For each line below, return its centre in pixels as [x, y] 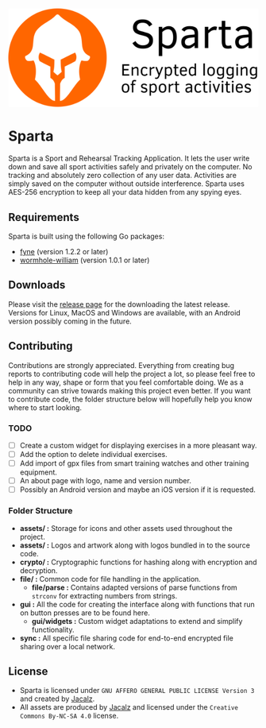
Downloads [37, 285]
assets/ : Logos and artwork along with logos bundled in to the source [135, 545]
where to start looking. [45, 407]
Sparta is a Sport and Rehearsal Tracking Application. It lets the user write [129, 158]
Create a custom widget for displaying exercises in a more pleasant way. [138, 445]
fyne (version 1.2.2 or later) [64, 251]
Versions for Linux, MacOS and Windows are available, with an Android [124, 312]
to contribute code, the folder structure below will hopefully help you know [130, 399]
